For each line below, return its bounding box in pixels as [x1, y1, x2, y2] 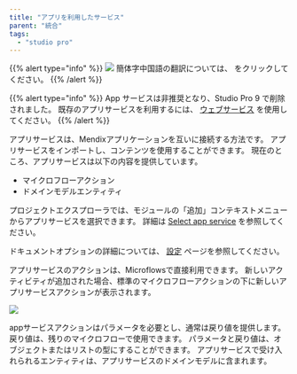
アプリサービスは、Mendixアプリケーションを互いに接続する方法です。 [9, 134, 269, 144]
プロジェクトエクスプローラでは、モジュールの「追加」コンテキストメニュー [9, 205, 288, 215]
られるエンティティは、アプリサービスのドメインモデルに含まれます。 [16, 355, 272, 366]
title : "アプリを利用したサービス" [9, 12, 125, 22]
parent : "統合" [9, 21, 63, 30]
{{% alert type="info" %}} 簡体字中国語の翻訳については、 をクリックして [9, 63, 289, 74]
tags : [9, 29, 29, 38]
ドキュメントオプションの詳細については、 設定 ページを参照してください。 [9, 245, 285, 257]
